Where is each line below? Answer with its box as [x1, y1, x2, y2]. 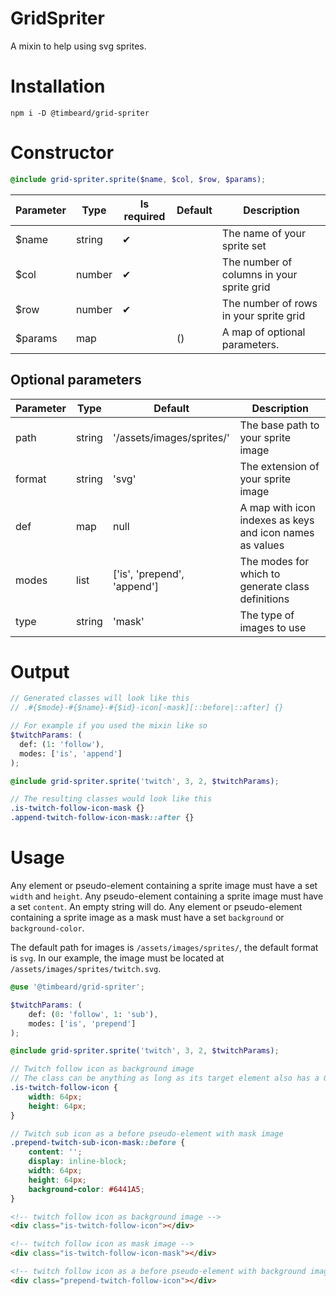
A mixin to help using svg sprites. [10, 40, 147, 52]
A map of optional [221, 325, 306, 339]
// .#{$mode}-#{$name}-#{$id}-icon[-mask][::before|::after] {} [10, 703, 284, 713]
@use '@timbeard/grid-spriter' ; [10, 982, 145, 992]
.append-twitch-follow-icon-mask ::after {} [10, 813, 195, 823]
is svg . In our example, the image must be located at [10, 952, 225, 964]
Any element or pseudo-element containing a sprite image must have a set [10, 880, 318, 891]
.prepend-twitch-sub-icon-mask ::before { [10, 1138, 186, 1148]
